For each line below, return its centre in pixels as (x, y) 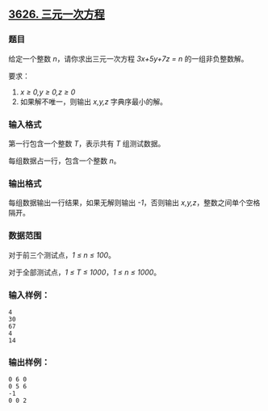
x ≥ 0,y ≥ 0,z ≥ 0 (48, 92)
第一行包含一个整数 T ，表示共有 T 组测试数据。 (87, 143)
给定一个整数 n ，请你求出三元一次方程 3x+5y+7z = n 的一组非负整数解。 (128, 58)
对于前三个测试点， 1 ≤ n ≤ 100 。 (62, 255)
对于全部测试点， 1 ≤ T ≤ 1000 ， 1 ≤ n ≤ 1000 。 (85, 272)
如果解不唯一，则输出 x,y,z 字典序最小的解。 (94, 101)
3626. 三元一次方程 (57, 15)
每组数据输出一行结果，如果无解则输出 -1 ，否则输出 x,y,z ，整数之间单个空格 (134, 203)
